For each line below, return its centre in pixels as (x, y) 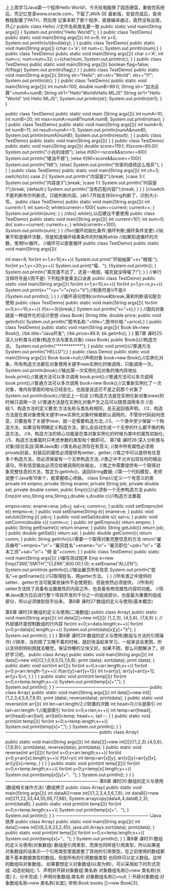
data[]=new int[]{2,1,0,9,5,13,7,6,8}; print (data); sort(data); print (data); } (80, 660)
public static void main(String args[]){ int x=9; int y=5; (61, 37)
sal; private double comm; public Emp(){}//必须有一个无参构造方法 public (81, 490)
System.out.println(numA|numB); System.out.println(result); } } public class (83, 135)
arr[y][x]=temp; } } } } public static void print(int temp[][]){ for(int (73, 763)
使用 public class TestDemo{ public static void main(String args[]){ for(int (81, 302)
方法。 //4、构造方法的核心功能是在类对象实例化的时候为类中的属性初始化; (87, 434)
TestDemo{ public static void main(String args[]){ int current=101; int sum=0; (85, 219)
